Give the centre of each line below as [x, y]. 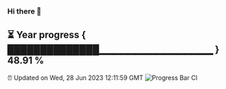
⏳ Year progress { [47, 35]
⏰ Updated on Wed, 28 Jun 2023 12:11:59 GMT [75, 78]
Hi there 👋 [25, 11]
